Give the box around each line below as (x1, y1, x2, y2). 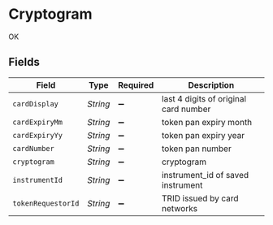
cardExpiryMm (12, 117, 63, 127)
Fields (8, 55, 41, 69)
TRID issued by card (161, 193, 239, 204)
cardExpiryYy (12, 131, 63, 140)
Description (188, 79, 235, 90)
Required (117, 79, 154, 90)
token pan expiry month (161, 116, 253, 128)
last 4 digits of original (161, 93, 246, 104)
